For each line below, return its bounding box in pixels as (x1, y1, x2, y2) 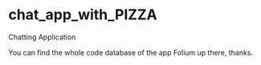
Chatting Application (8, 32, 76, 42)
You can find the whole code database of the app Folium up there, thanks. (8, 47, 254, 57)
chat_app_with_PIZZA (8, 6, 158, 24)
